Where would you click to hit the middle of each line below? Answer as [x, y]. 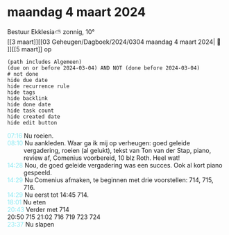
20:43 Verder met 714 [38, 209]
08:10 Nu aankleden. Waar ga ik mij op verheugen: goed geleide [99, 143]
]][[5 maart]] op [29, 49]
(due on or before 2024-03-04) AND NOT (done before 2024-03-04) [103, 68]
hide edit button [32, 122]
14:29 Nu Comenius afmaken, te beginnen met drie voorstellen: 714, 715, [110, 180]
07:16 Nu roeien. [31, 136]
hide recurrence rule [39, 86]
